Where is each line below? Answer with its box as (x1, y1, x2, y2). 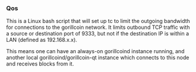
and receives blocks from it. (6, 60, 74, 67)
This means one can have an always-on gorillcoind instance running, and (6, 48, 185, 55)
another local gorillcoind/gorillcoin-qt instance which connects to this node (6, 54, 189, 61)
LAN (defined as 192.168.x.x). (6, 37, 78, 44)
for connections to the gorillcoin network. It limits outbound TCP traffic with (6, 24, 190, 31)
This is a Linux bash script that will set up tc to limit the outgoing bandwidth (6, 18, 191, 25)
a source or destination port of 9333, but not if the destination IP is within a (6, 30, 189, 37)
